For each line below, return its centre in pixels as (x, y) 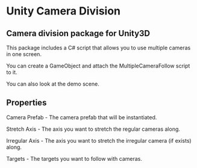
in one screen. (24, 54)
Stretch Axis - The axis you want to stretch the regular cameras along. (93, 129)
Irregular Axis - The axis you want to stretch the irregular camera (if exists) (99, 140)
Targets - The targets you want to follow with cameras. (74, 158)
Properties (27, 103)
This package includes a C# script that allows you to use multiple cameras (98, 48)
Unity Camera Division (64, 11)
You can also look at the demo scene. (53, 84)
